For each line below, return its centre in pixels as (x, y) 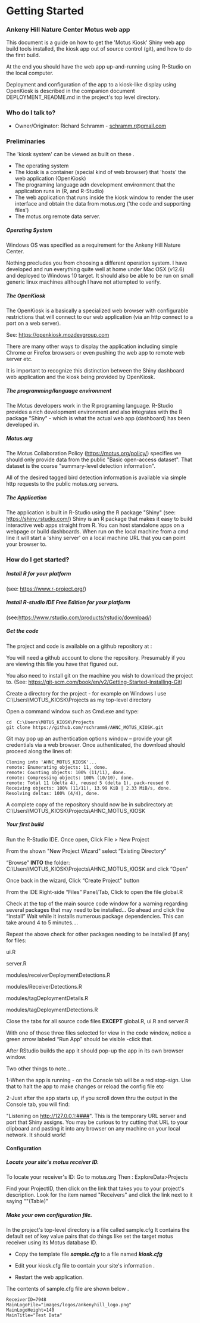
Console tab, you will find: (38, 1104)
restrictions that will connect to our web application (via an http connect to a (100, 317)
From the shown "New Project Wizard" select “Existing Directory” (86, 851)
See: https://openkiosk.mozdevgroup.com (58, 335)
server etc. (19, 359)
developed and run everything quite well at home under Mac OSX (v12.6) (95, 269)
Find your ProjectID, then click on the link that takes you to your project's (95, 1189)
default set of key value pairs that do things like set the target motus (90, 1236)
